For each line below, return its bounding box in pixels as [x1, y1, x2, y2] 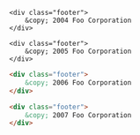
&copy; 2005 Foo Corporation [25, 47, 132, 56]
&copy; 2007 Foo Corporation [25, 110, 132, 119]
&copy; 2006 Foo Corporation [25, 78, 132, 87]
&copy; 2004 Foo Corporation [25, 16, 132, 25]
